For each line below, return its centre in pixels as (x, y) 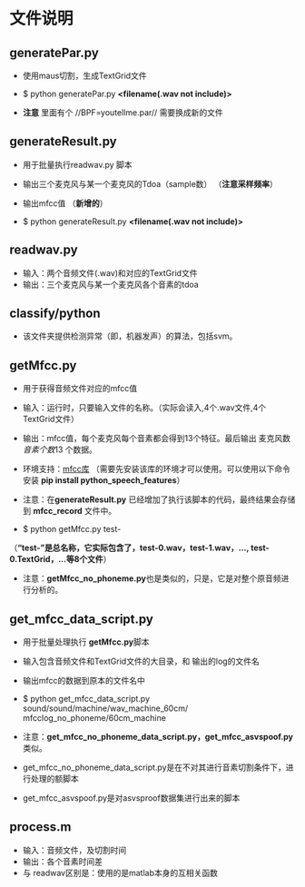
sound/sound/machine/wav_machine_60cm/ (105, 708)
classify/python (55, 314)
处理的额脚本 (54, 779)
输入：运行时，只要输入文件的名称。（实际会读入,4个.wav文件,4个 (144, 408)
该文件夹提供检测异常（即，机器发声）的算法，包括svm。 (130, 336)
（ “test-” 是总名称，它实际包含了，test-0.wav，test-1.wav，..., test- (139, 548)
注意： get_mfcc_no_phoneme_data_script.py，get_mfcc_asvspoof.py (157, 737)
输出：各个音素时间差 (62, 861)
